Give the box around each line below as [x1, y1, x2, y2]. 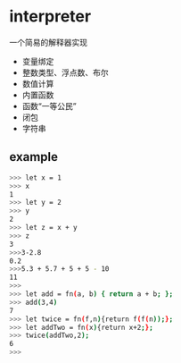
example [9, 149, 59, 165]
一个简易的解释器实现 [9, 37, 87, 47]
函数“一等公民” [21, 100, 78, 111]
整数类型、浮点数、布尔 [21, 67, 109, 78]
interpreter [9, 6, 92, 27]
